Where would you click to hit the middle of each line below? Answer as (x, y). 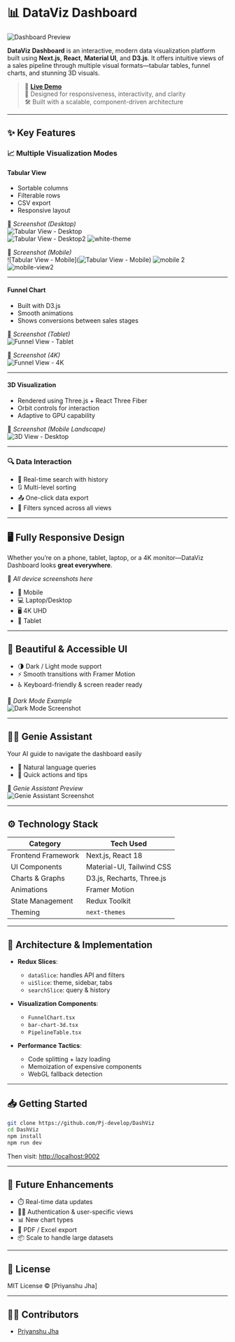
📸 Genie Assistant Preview (45, 788)
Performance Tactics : (49, 1046)
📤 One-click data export (53, 498)
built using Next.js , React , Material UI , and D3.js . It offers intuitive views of (116, 58)
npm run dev (24, 1142)
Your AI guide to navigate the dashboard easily (74, 753)
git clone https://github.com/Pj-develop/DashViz (81, 1124)
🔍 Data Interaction (40, 461)
